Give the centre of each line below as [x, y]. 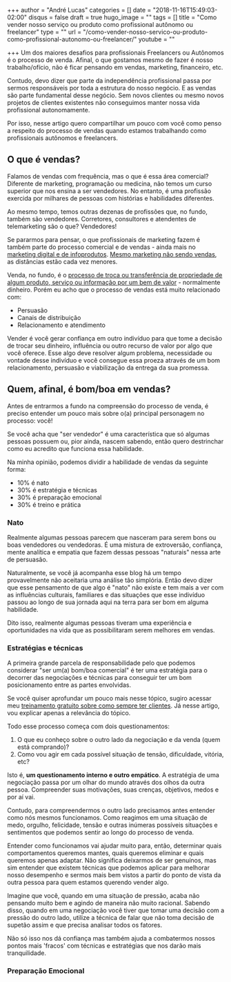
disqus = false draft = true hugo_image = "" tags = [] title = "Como [123, 17]
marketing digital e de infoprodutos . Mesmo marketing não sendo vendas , [112, 254]
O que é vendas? [44, 160]
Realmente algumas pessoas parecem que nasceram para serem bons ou [112, 537]
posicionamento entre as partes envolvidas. [69, 685]
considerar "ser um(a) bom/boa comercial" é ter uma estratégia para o [108, 670]
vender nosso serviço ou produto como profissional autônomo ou [100, 24]
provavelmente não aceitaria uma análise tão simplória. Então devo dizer [110, 580]
